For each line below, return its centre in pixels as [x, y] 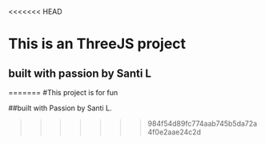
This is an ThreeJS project [97, 44]
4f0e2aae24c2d [175, 132]
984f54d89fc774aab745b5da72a [203, 124]
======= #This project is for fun [63, 92]
